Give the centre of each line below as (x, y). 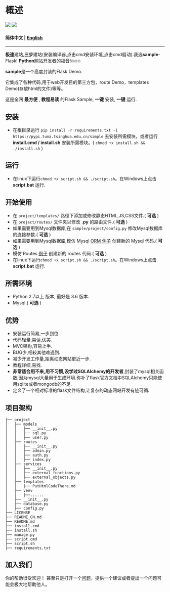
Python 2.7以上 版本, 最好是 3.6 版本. (51, 297)
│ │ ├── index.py (28, 460)
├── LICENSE (18, 513)
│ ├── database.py (27, 504)
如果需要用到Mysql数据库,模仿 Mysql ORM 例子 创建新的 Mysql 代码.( (84, 241)
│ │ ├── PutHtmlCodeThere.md (40, 486)
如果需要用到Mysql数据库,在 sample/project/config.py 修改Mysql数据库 (88, 228)
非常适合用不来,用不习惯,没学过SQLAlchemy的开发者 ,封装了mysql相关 (86, 372)
